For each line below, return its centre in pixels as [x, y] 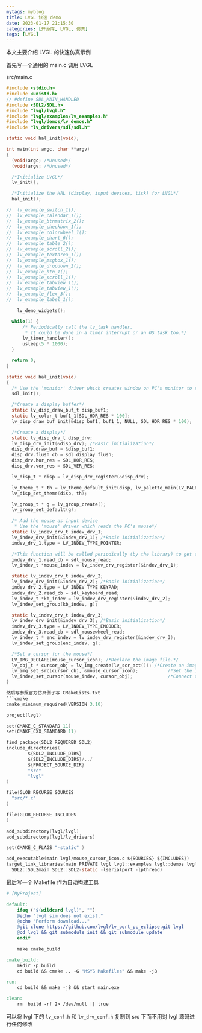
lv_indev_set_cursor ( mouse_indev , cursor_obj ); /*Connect [102, 676]
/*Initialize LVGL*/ [37, 177]
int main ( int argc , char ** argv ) [48, 149]
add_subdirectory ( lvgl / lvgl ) [43, 831]
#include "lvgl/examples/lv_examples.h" [58, 116]
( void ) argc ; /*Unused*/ [41, 161]
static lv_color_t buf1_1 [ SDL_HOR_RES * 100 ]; [71, 416]
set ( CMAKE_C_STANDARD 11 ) [38, 726]
